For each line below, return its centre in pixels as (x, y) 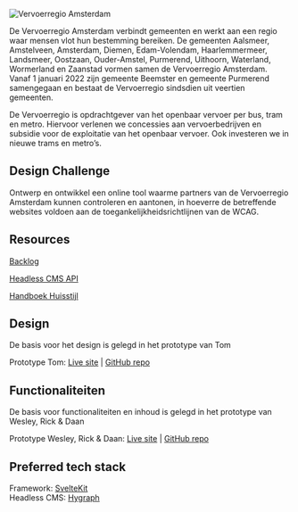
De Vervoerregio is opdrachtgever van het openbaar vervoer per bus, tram (146, 115)
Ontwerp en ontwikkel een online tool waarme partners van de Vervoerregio (149, 193)
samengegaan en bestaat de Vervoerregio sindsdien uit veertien (127, 88)
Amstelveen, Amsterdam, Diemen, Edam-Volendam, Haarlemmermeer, (138, 50)
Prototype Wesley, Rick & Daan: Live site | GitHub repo (109, 439)
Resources (40, 239)
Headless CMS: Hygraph (54, 498)
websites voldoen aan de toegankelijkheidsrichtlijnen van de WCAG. (134, 211)
